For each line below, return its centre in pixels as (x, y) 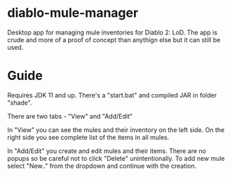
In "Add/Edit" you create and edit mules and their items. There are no (107, 151)
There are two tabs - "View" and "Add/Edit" (70, 116)
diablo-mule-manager (73, 13)
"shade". (20, 103)
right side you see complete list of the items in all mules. (88, 137)
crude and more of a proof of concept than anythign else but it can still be (114, 39)
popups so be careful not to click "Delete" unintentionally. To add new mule (116, 158)
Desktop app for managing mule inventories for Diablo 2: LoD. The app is (112, 32)
